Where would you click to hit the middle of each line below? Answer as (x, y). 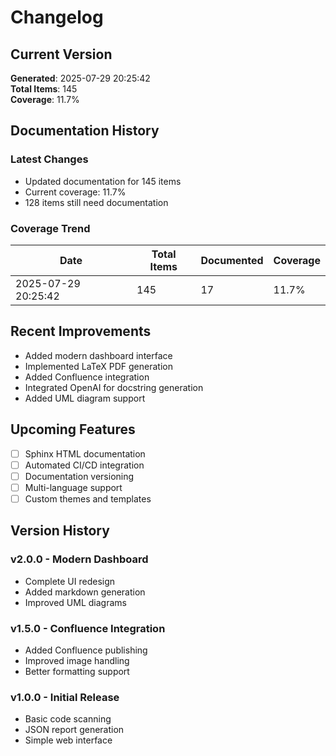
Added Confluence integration (87, 377)
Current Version (61, 54)
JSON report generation (74, 730)
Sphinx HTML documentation (85, 453)
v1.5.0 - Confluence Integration (88, 628)
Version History (60, 531)
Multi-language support (73, 487)
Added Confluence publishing (86, 650)
